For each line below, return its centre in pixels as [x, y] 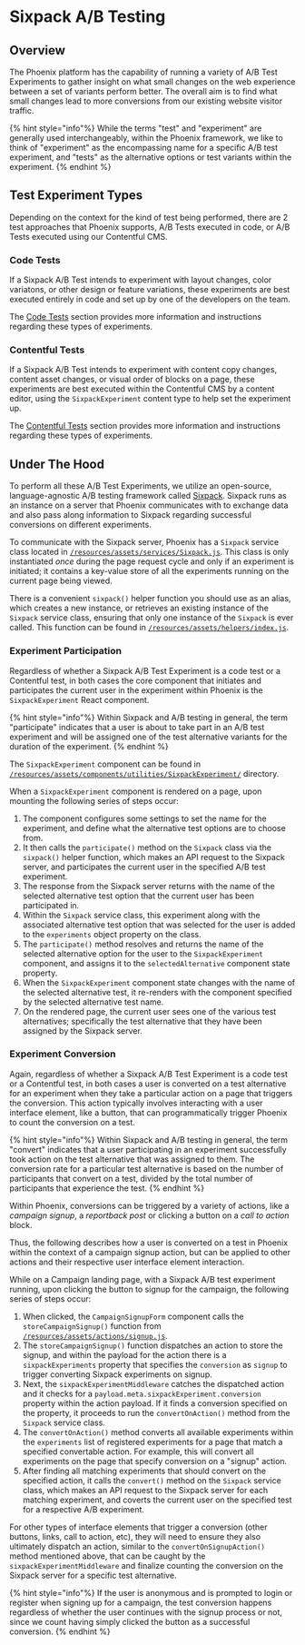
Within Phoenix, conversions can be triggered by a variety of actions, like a [149, 1205]
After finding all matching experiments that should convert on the [144, 1471]
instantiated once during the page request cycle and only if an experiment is [152, 561]
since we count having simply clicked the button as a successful [130, 1621]
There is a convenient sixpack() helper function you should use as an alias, [150, 599]
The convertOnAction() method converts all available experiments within [157, 1432]
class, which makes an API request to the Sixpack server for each [145, 1490]
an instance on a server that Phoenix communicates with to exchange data [149, 505]
